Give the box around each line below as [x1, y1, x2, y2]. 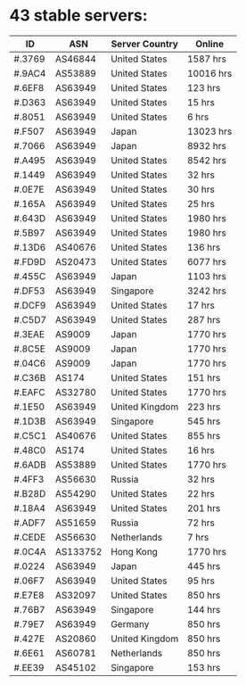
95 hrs [186, 574, 216, 587]
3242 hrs [186, 285, 227, 297]
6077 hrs [186, 255, 227, 268]
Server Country [111, 37, 178, 50]
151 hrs [186, 371, 221, 384]
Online [195, 37, 225, 50]
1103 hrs [186, 269, 227, 282]
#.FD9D [13, 255, 46, 268]
